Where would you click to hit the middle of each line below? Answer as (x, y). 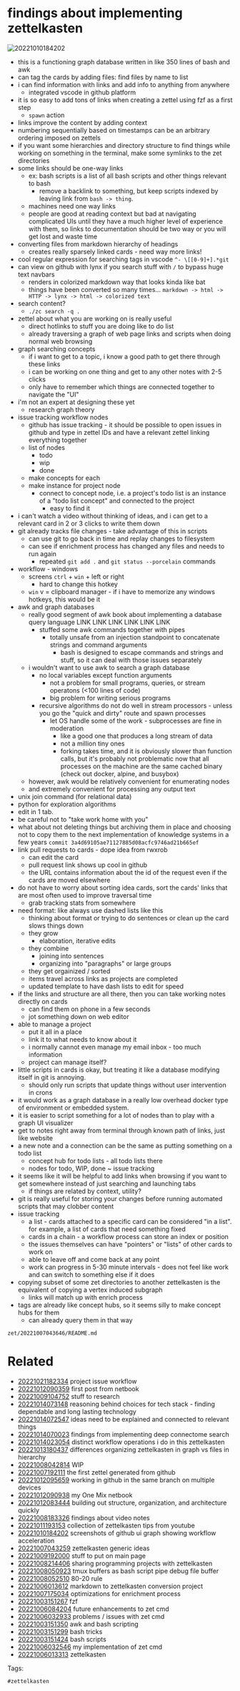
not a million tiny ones (92, 743)
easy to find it (70, 508)
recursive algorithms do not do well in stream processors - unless (136, 706)
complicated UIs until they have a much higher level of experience (126, 221)
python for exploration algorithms (67, 804)
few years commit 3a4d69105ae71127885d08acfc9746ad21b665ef (108, 842)
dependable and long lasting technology (77, 1411)
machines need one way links (72, 206)
